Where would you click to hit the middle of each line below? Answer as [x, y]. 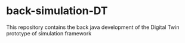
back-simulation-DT [57, 11]
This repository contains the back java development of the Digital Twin [93, 27]
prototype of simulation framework [49, 33]
